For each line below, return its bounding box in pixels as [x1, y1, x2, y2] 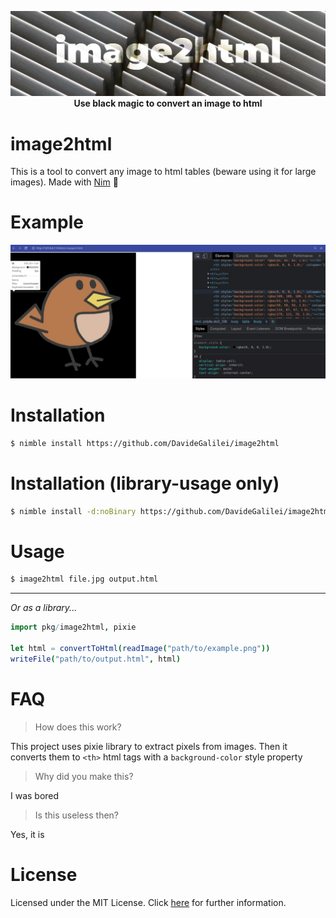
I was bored [10, 789, 60, 801]
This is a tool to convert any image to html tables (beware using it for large [10, 166, 317, 178]
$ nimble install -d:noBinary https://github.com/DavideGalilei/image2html [10, 506, 333, 516]
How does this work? [34, 721, 122, 733]
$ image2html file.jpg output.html [10, 574, 159, 585]
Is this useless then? [34, 809, 120, 821]
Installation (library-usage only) [10, 472, 280, 495]
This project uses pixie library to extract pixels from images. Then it [10, 740, 288, 752]
